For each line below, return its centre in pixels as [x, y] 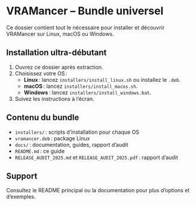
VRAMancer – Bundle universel [85, 11]
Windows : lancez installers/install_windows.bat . [88, 92]
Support [22, 176]
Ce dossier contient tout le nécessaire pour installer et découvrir [85, 27]
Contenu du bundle [43, 118]
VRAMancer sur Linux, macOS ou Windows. [60, 33]
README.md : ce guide [39, 151]
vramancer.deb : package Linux [52, 138]
